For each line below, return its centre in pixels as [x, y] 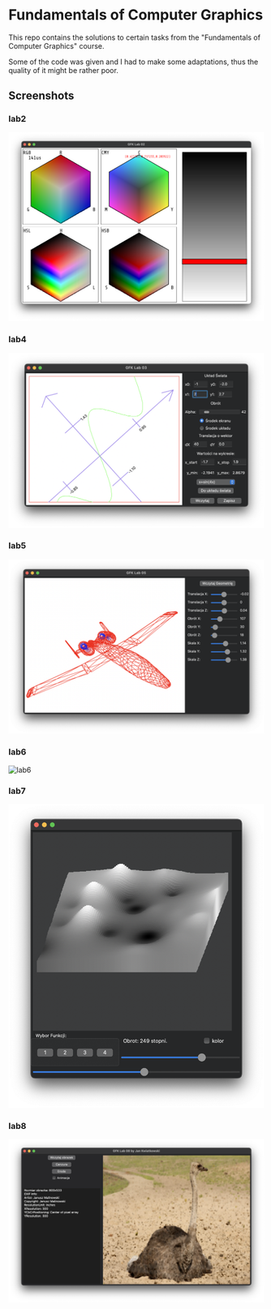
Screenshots [41, 96]
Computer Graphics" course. [56, 45]
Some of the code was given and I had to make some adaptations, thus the [133, 62]
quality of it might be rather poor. [64, 70]
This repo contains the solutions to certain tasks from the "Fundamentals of [135, 37]
